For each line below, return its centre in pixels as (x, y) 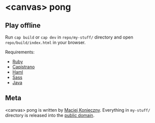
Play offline (23, 25)
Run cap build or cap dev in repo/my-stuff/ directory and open (69, 37)
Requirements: (20, 52)
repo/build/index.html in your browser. (45, 42)
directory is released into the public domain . (50, 115)
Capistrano (23, 67)
